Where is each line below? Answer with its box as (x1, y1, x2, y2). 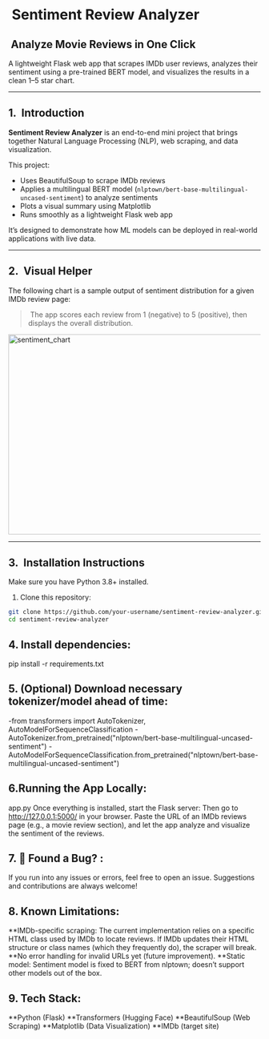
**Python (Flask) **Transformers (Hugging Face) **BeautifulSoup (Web (8, 1013, 251, 1022)
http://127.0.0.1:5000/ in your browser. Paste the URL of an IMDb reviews (8, 811, 247, 821)
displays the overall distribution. (27, 318, 134, 327)
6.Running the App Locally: (8, 782, 147, 796)
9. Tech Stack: (8, 991, 82, 1005)
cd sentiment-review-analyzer (8, 616, 110, 624)
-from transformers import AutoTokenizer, (8, 716, 147, 725)
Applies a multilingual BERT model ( (19, 184, 138, 194)
